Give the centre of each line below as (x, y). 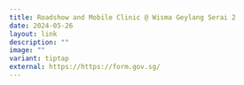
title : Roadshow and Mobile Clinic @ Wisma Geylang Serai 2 (123, 17)
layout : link (33, 34)
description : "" (39, 42)
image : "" (28, 50)
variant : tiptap (39, 58)
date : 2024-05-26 (41, 26)
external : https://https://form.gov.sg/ (85, 67)
